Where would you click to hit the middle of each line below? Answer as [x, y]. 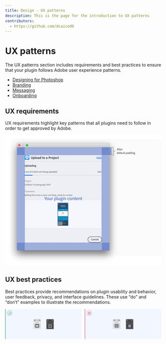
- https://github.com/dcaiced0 [42, 26]
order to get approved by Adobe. [39, 128]
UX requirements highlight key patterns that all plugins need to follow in [78, 123]
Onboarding [25, 96]
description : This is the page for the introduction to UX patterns [77, 16]
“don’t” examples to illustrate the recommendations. [58, 302]
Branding [22, 85]
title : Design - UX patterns [35, 10]
